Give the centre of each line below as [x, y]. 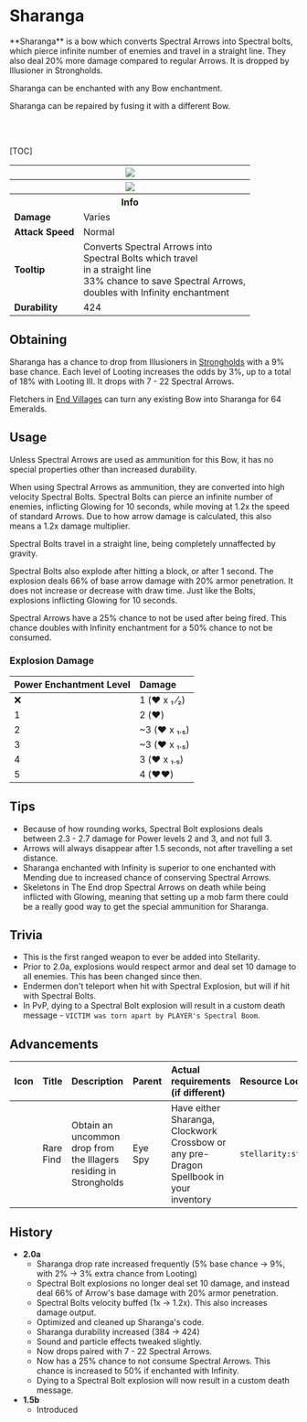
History [31, 1232]
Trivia [26, 935]
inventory [191, 1200]
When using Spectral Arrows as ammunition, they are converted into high [147, 486]
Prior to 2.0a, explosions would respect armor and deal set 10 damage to [159, 967]
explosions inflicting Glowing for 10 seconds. [94, 600]
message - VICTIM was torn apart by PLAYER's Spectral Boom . [141, 1015]
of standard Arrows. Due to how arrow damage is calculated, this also [141, 516]
